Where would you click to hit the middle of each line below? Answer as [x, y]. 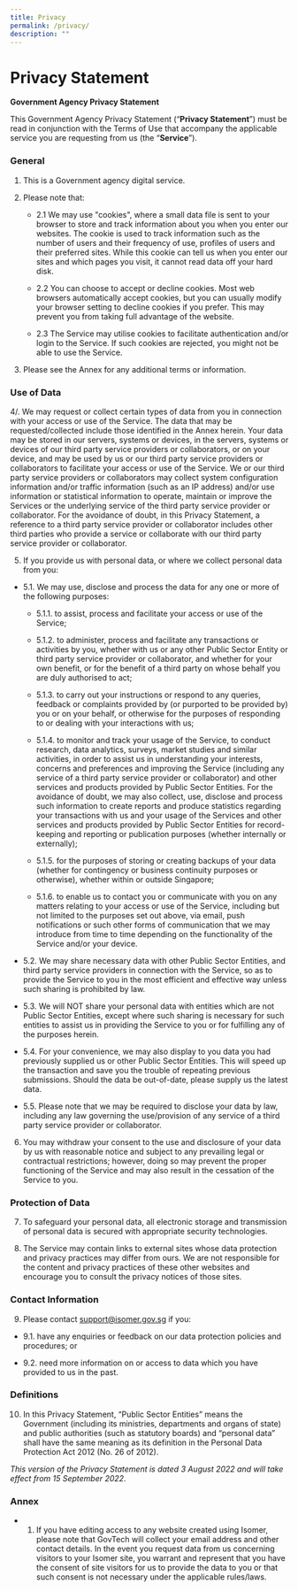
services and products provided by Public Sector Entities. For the [154, 787]
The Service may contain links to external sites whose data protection [150, 1249]
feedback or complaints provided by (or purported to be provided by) [162, 703]
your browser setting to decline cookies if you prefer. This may [150, 307]
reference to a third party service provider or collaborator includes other [141, 524]
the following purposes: [66, 596]
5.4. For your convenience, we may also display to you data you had [147, 1051]
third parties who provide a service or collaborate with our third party [136, 534]
